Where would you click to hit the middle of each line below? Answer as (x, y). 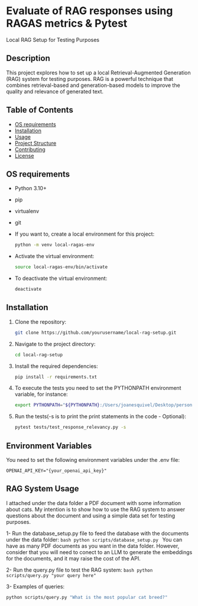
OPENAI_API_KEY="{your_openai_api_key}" (57, 471)
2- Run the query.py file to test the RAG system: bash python (79, 570)
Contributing (30, 149)
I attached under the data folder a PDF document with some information (94, 503)
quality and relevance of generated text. (55, 91)
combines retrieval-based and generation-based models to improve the (93, 85)
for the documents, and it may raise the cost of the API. (73, 558)
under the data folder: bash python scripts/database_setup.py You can (94, 539)
